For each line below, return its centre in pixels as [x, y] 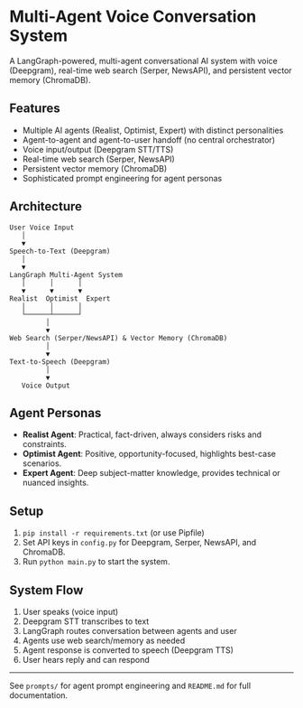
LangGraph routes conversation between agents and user [129, 631]
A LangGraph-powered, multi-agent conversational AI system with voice [143, 61]
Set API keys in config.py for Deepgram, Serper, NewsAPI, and [139, 543]
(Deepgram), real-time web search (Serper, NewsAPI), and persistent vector [151, 70]
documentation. [39, 695]
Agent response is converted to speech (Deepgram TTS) [128, 650]
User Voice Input [42, 228]
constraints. [45, 444]
